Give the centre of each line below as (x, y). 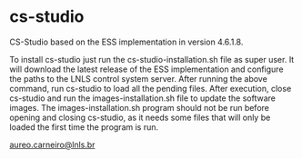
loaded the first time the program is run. (84, 127)
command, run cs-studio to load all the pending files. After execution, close (151, 88)
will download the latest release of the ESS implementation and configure (146, 69)
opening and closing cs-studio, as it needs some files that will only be (140, 117)
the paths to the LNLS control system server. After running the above (139, 78)
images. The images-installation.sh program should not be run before (140, 107)
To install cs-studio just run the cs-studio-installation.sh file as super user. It (152, 59)
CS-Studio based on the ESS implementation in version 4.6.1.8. (126, 42)
